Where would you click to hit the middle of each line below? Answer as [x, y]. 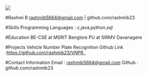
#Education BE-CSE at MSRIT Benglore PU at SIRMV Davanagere [74, 37]
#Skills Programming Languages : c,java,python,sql [59, 27]
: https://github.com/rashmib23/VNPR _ [45, 53]
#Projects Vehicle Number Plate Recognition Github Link [64, 47]
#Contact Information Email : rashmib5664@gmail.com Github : [72, 62]
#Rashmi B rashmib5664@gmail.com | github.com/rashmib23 [70, 18]
